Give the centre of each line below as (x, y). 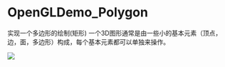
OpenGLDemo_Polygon (78, 12)
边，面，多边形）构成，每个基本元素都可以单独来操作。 (88, 42)
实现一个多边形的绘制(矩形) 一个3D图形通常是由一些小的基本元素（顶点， (115, 33)
